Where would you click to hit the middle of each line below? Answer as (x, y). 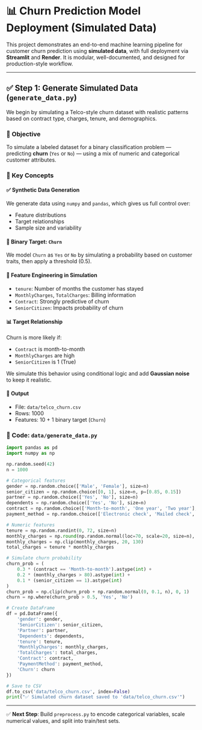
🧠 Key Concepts (30, 175)
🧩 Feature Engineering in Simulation (52, 275)
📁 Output (17, 394)
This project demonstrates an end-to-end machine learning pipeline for (94, 44)
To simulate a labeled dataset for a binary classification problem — (89, 147)
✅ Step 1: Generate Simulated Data (72, 88)
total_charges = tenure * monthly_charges (60, 547)
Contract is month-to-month (50, 349)
